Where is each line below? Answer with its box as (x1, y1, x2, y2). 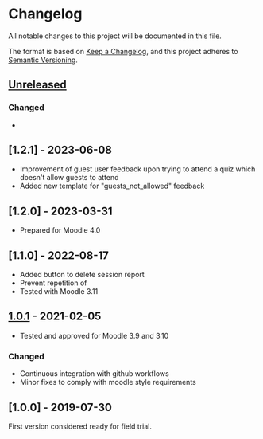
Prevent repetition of (19, 278, 87, 288)
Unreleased (8, 78, 68, 92)
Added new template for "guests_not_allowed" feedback (19, 181, 205, 191)
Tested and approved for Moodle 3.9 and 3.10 (19, 331, 169, 340)
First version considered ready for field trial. (8, 421, 153, 431)
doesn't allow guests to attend (19, 173, 119, 182)
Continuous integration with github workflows (19, 369, 169, 378)
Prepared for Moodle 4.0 (19, 225, 101, 235)
